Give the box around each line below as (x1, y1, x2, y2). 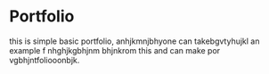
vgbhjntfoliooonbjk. (9, 54, 80, 65)
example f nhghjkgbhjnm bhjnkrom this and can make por (9, 45, 221, 55)
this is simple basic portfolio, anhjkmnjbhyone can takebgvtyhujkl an (9, 36, 260, 46)
